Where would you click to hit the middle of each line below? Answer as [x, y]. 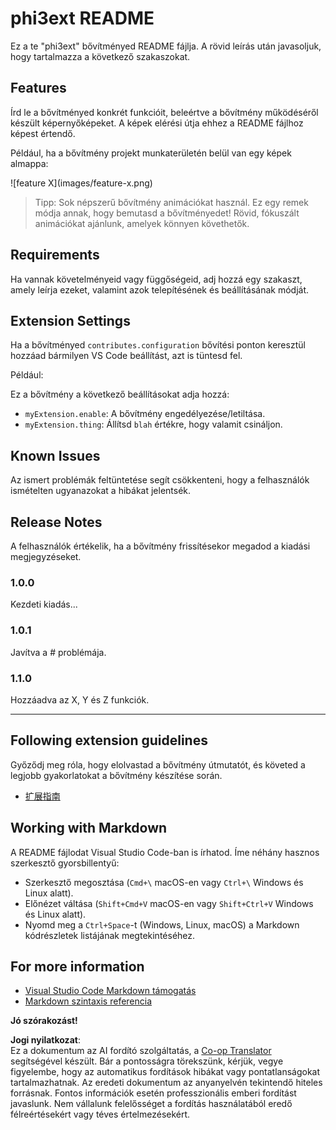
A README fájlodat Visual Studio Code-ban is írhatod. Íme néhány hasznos [165, 852]
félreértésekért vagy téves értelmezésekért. [100, 1114]
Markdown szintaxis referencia [88, 1001]
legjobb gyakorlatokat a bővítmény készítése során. [116, 775]
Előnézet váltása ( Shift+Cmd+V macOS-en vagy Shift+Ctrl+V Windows [169, 903]
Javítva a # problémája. [58, 652]
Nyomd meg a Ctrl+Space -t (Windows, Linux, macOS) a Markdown [162, 924]
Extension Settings [70, 320]
